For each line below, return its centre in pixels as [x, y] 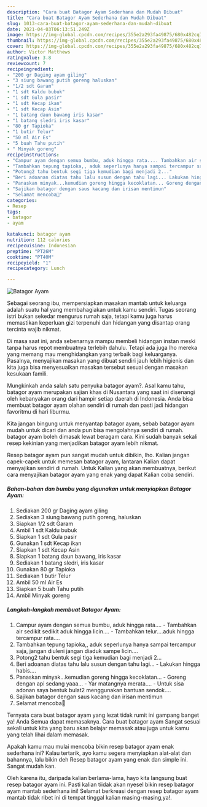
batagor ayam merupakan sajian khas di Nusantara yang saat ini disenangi [101, 392]
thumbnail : [21, 41]
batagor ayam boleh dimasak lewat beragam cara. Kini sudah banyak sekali [102, 437]
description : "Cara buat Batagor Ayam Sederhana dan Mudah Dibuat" [95, 12]
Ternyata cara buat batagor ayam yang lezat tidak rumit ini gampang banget [103, 715]
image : [15, 35]
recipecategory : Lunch [36, 268]
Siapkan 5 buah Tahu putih [49, 589]
